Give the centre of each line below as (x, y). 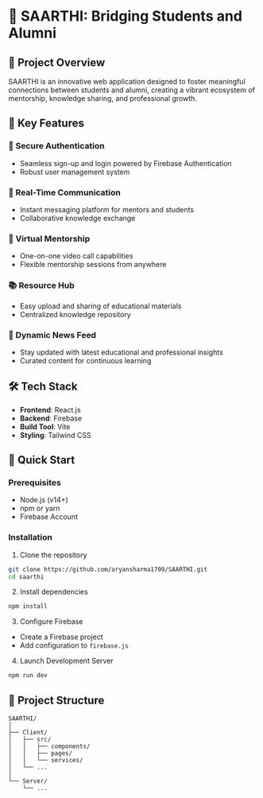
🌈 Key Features (46, 124)
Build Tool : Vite (45, 426)
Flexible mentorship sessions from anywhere (93, 265)
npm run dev (28, 676)
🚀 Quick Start (42, 460)
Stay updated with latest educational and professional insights (122, 352)
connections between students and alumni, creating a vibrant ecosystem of (132, 90)
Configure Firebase (51, 622)
